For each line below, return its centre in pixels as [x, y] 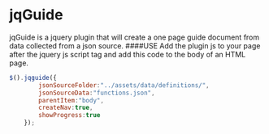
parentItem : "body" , [72, 100]
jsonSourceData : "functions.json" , [97, 93]
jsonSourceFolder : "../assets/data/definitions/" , [124, 85]
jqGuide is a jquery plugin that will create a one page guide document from [134, 37]
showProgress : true [69, 115]
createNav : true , [66, 108]
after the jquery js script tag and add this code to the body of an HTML [128, 54]
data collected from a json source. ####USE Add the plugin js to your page [135, 45]
